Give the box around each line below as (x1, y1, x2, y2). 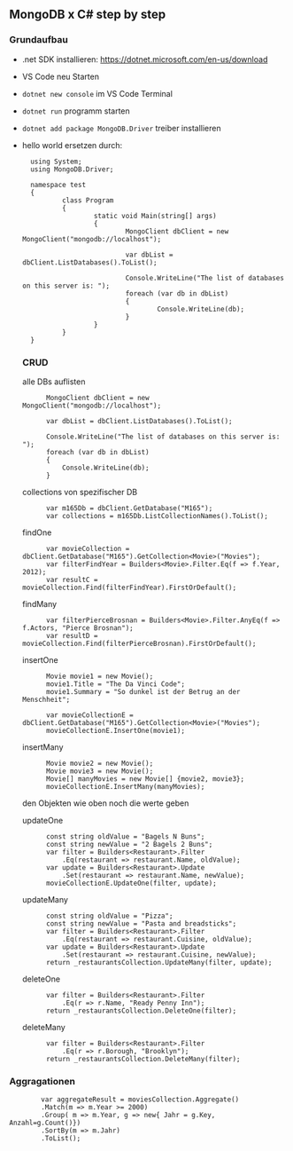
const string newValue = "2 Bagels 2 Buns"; (45, 840, 213, 848)
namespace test (30, 180, 87, 189)
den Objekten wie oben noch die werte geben (21, 798, 189, 808)
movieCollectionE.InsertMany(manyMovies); (45, 782, 205, 791)
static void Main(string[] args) (93, 211, 217, 220)
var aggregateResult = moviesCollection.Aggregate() (41, 1095, 240, 1104)
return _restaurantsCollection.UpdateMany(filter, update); (45, 958, 273, 966)
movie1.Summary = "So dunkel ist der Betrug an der (45, 687, 241, 696)
